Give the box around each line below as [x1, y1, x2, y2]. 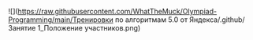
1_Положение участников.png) [37, 24, 141, 32]
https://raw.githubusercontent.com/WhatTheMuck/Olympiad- [17, 7, 218, 16]
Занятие [8, 24, 36, 32]
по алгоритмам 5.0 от [114, 15, 188, 24]
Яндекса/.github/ [188, 15, 246, 24]
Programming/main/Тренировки [8, 15, 113, 24]
